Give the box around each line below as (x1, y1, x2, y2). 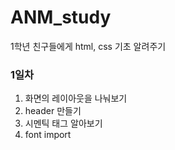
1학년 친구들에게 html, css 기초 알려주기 (10, 40, 167, 52)
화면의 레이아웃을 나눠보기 (24, 92, 128, 105)
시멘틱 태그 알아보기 (24, 117, 103, 130)
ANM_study (10, 6, 112, 29)
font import (24, 129, 72, 141)
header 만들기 (24, 105, 82, 117)
